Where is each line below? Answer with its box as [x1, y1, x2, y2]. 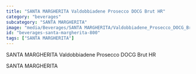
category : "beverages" [6, 14, 61, 20]
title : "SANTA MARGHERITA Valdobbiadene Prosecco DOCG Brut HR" [6, 8, 166, 14]
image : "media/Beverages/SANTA [6, 24, 82, 31]
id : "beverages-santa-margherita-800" [6, 30, 100, 36]
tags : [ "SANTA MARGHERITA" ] [6, 35, 75, 41]
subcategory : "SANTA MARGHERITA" [6, 19, 87, 25]
